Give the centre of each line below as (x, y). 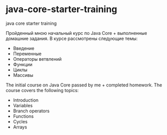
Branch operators (31, 111)
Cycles (20, 121)
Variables (23, 105)
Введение (24, 48)
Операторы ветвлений (37, 59)
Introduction (26, 100)
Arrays (20, 127)
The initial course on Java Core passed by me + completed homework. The (84, 85)
